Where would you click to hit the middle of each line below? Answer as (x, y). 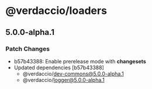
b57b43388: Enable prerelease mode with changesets (80, 61)
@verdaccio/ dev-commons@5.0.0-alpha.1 (73, 73)
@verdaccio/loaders (56, 11)
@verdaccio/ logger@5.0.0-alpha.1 (63, 80)
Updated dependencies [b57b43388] (59, 67)
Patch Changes (28, 49)
